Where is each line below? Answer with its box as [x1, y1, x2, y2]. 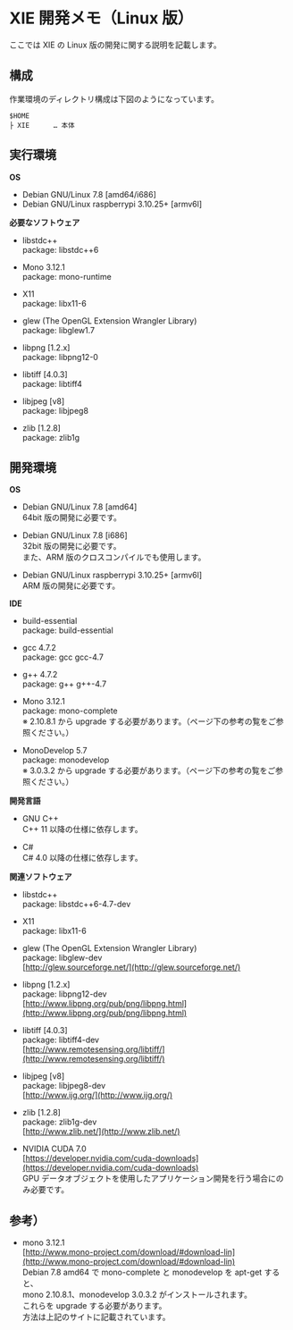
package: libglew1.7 [21, 324, 96, 335]
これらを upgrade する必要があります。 [21, 1301, 167, 1311]
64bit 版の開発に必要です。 [21, 512, 122, 523]
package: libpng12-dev [21, 989, 107, 999]
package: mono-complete [21, 705, 118, 716]
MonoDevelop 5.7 [21, 745, 88, 756]
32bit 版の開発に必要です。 [21, 541, 122, 551]
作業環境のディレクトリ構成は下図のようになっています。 [9, 93, 219, 104]
